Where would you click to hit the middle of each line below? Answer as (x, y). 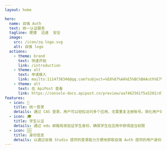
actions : (18, 51)
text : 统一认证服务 (27, 28)
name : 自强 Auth (25, 23)
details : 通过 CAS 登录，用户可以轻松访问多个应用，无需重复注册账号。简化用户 (87, 112)
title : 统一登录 (29, 107)
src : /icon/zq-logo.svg (38, 42)
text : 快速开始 (32, 60)
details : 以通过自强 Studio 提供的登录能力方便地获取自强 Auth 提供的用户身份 (87, 140)
